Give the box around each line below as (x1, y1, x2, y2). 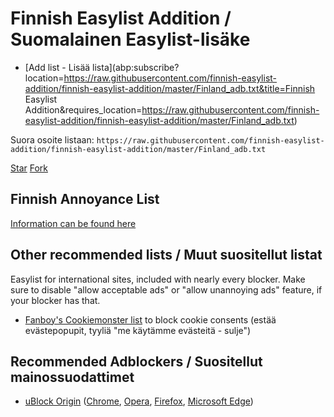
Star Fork (10, 162, 48, 174)
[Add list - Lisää (24, 61, 91, 73)
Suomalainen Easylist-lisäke (10, 28, 251, 51)
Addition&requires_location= (24, 103, 143, 116)
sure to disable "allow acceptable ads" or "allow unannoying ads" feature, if (10, 283, 323, 296)
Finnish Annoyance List (10, 191, 160, 208)
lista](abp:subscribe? (92, 61, 180, 73)
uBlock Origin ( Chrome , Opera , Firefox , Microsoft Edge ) (24, 395, 254, 407)
